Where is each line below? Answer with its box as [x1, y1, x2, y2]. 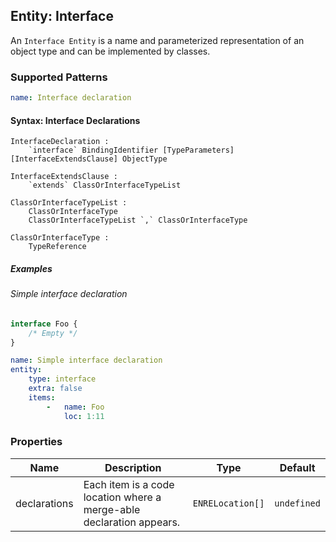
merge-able [83, 502, 141, 516]
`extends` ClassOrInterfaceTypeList [28, 180, 182, 191]
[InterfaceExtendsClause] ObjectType [10, 154, 168, 164]
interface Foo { [10, 319, 78, 329]
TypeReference [28, 242, 87, 252]
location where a [83, 490, 162, 504]
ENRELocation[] [192, 497, 265, 509]
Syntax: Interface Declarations [10, 114, 141, 126]
